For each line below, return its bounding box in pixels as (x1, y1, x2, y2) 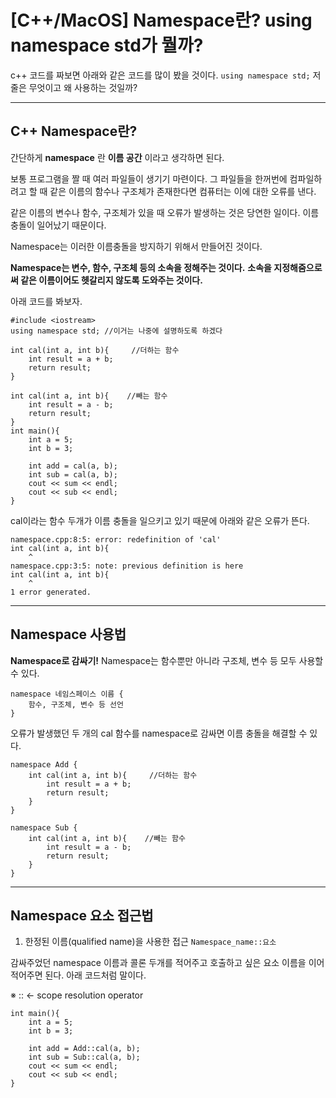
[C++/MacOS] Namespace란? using (10, 9, 313, 32)
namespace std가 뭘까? (10, 34, 204, 57)
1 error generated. (10, 587, 92, 597)
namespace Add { (10, 759, 78, 770)
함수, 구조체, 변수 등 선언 (28, 699, 124, 710)
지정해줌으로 (273, 261, 323, 273)
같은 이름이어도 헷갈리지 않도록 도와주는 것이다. (20, 274, 203, 286)
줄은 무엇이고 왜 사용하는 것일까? (10, 81, 138, 93)
